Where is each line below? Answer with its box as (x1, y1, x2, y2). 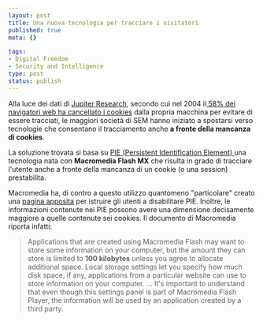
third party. (27, 304, 64, 313)
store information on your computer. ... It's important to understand (27, 278, 246, 288)
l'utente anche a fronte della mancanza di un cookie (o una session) (8, 164, 228, 174)
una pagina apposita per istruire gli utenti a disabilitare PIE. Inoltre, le (8, 196, 231, 206)
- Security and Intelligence (8, 62, 104, 71)
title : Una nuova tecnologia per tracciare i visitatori (8, 19, 199, 27)
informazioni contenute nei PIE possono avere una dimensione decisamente (8, 204, 254, 214)
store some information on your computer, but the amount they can (27, 245, 246, 255)
